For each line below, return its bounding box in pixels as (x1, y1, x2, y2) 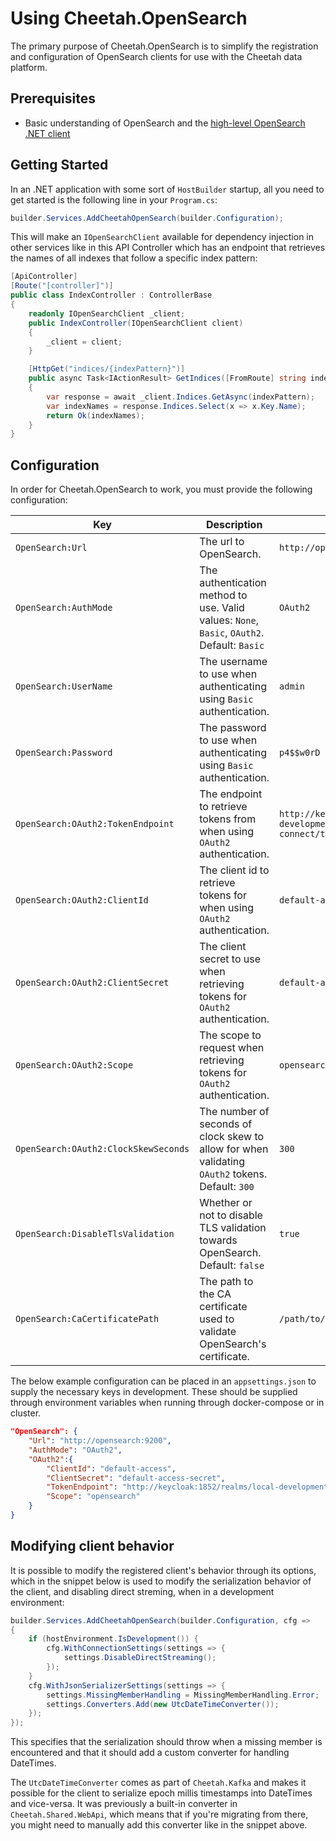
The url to (199, 535, 245, 549)
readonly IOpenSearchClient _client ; (28, 308, 186, 319)
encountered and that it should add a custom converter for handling (10, 1747, 290, 1759)
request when (199, 1041, 265, 1055)
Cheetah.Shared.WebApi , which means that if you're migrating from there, (10, 1808, 309, 1821)
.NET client (24, 127, 71, 139)
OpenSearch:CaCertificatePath (15, 1313, 160, 1325)
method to (199, 588, 248, 602)
